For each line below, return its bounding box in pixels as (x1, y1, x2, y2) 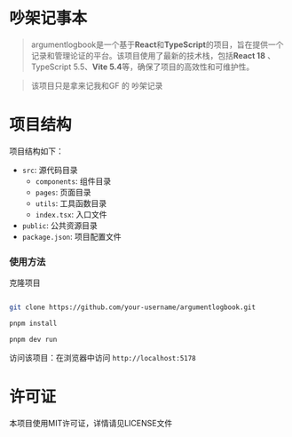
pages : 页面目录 (35, 187, 91, 197)
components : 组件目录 (35, 175, 112, 187)
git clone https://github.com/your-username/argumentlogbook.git (9, 303, 256, 312)
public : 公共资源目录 (21, 219, 98, 231)
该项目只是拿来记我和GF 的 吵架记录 (30, 80, 163, 91)
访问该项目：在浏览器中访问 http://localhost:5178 (9, 352, 197, 362)
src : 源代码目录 (21, 164, 78, 175)
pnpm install (9, 319, 58, 329)
